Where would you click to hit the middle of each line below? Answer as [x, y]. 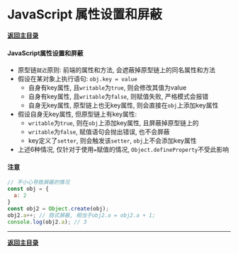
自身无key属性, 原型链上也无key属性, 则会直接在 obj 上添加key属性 [123, 105]
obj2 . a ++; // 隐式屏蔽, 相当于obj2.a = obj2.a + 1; [81, 215]
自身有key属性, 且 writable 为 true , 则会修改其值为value [107, 88]
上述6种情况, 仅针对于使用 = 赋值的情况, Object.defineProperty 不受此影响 [123, 150]
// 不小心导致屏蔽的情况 [39, 182]
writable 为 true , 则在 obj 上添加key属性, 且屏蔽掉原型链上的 [114, 123]
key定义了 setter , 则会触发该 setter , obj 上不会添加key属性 [112, 141]
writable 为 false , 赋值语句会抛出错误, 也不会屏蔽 [99, 132]
